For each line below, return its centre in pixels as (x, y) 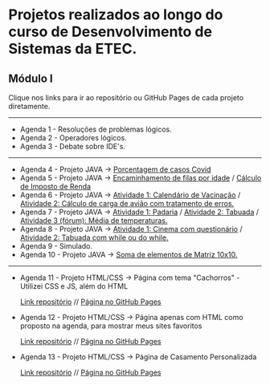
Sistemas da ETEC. (73, 49)
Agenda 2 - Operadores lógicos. (73, 138)
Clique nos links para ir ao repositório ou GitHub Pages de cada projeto (126, 97)
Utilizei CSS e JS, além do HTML (74, 286)
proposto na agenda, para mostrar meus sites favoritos (111, 326)
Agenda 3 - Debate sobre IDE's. (73, 146)
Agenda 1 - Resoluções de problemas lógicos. (96, 129)
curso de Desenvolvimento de (110, 32)
